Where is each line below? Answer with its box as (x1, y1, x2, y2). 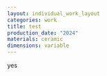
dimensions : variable (7, 42, 70, 49)
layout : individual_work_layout (7, 10, 100, 17)
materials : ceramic (7, 36, 64, 43)
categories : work (7, 17, 57, 23)
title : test (7, 23, 41, 30)
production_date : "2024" (7, 29, 79, 37)
